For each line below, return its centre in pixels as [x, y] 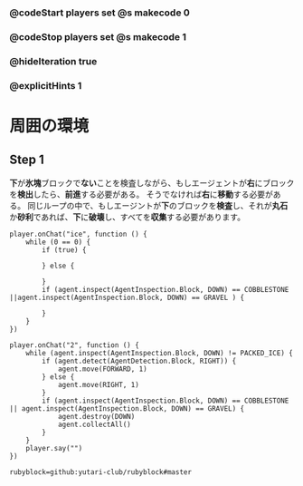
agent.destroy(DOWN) [96, 416]
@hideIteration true [53, 61]
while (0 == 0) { [58, 242]
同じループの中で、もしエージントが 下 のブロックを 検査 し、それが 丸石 [157, 205]
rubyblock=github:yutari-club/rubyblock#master [101, 472]
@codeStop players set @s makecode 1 [98, 36]
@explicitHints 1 [46, 85]
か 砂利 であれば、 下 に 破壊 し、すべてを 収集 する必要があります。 [128, 217]
